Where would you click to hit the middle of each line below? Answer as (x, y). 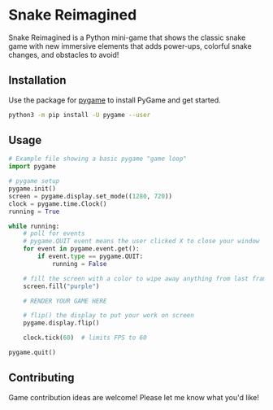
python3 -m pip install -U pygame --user (80, 115)
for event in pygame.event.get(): (81, 249)
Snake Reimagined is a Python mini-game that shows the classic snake (127, 37)
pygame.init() (32, 189)
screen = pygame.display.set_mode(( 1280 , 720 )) (91, 196)
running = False (79, 264)
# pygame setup (34, 181)
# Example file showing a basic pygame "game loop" (97, 159)
